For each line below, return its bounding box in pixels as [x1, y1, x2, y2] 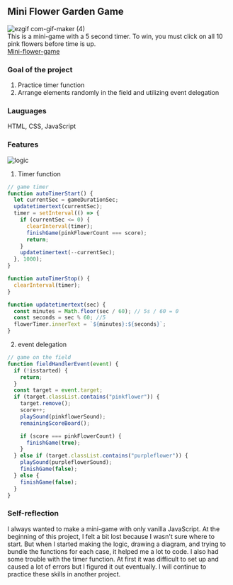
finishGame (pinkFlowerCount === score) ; [25, 229, 147, 237]
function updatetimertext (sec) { [7, 301, 106, 308]
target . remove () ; [20, 400, 72, 407]
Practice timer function [17, 81, 85, 89]
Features [7, 140, 39, 149]
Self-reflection [7, 509, 59, 518]
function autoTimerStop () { [7, 276, 91, 283]
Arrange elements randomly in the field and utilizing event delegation [17, 89, 220, 97]
